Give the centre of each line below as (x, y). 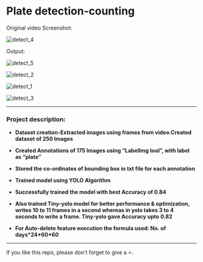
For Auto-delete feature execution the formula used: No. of (90, 228)
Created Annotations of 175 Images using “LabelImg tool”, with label (102, 151)
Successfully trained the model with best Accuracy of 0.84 (91, 192)
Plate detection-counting (70, 11)
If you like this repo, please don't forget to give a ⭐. (70, 252)
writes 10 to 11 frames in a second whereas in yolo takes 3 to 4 (94, 210)
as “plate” (28, 157)
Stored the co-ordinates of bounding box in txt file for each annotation (105, 169)
